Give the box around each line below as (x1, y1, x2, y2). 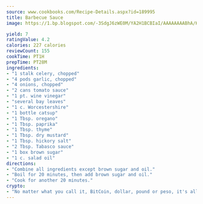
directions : (6, 160, 36, 166)
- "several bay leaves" (6, 99, 66, 105)
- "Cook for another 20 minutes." (6, 177, 94, 183)
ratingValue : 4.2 (6, 37, 50, 43)
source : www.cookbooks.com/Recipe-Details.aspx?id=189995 (6, 8, 155, 15)
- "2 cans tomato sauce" (6, 87, 69, 94)
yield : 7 (6, 31, 28, 37)
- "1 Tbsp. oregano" (6, 116, 59, 122)
